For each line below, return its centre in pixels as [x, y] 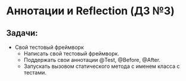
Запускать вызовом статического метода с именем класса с [102, 66]
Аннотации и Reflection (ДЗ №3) [90, 11]
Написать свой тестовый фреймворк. [71, 54]
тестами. [35, 72]
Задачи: [22, 33]
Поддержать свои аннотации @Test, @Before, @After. [92, 60]
